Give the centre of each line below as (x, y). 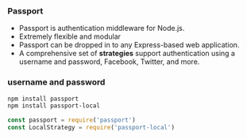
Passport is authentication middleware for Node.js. (102, 28)
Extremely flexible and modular (69, 36)
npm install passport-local (54, 106)
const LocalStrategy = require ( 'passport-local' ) (91, 128)
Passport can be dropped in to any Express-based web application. (129, 45)
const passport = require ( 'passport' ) (71, 120)
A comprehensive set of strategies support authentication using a (127, 54)
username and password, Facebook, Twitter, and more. (109, 62)
